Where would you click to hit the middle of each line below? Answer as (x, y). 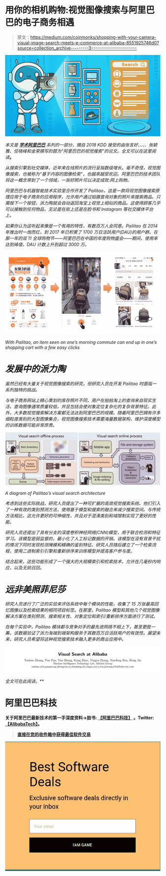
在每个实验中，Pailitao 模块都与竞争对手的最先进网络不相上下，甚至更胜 (78, 627)
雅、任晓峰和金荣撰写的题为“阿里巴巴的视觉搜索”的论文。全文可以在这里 (78, 151)
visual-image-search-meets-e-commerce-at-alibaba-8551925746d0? (88, 43)
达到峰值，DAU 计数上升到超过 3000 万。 (47, 244)
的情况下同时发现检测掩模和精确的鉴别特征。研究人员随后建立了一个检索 (78, 544)
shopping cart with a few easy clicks (42, 347)
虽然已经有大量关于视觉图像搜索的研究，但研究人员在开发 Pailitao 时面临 (79, 384)
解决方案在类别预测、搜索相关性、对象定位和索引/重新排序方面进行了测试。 (82, 616)
